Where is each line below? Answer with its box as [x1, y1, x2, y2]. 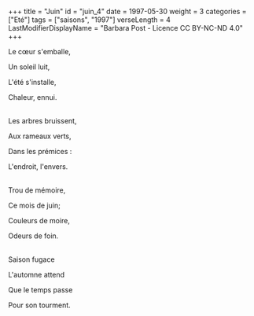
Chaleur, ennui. [8, 93, 57, 101]
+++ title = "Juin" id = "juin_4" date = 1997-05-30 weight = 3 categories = [8, 7, 247, 16]
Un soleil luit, [8, 62, 50, 72]
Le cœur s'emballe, [8, 47, 71, 56]
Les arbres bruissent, [8, 116, 77, 125]
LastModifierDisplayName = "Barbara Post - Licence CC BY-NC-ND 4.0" [8, 24, 244, 32]
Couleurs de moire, [8, 216, 71, 225]
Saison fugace [8, 255, 55, 264]
